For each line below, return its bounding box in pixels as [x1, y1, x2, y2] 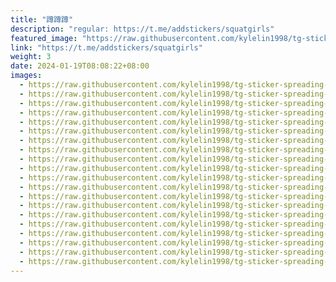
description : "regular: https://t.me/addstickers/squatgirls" [10, 24, 275, 34]
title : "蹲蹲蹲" [10, 14, 74, 25]
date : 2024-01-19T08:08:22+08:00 [10, 61, 150, 71]
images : [10, 71, 43, 81]
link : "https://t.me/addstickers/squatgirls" [10, 42, 203, 53]
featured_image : [10, 33, 78, 43]
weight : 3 [10, 52, 52, 62]
